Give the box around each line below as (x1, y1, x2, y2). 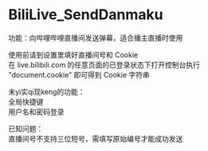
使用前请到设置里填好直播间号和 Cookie (8, 50, 139, 59)
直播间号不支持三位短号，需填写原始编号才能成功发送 (8, 133, 183, 143)
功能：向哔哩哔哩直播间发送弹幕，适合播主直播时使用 (8, 33, 183, 42)
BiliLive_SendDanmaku (8, 6, 163, 24)
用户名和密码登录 (8, 106, 65, 117)
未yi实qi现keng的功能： (8, 86, 85, 97)
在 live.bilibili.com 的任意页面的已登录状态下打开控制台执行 (8, 60, 201, 70)
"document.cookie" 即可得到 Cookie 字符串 (8, 70, 150, 79)
